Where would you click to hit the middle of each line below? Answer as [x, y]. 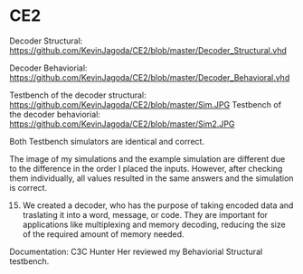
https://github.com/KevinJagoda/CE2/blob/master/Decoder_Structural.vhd [148, 50]
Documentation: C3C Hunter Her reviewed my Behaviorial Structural [136, 251]
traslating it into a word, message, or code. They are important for [145, 214]
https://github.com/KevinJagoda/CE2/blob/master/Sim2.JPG [122, 124]
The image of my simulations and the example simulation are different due [147, 158]
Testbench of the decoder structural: [78, 95]
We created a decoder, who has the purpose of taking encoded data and [158, 205]
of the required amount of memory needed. [103, 234]
